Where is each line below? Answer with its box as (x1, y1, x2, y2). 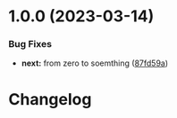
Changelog (8, 89, 92, 109)
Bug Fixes (8, 38, 53, 51)
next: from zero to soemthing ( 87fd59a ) (21, 58, 169, 68)
